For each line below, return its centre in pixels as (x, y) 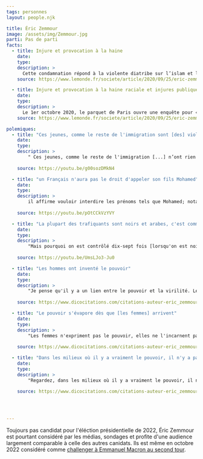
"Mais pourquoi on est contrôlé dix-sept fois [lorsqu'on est (108, 246)
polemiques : (21, 129)
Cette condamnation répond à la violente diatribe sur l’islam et (108, 73)
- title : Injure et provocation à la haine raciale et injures (93, 90)
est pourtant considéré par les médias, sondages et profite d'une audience (99, 437)
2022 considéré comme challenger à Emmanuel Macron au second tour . (96, 449)
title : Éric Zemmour (32, 28)
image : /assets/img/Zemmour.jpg (47, 34)
